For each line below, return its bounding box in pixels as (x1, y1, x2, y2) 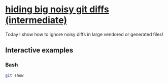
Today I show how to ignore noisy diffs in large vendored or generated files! (5, 31, 163, 37)
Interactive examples (5, 46, 74, 54)
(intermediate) (5, 14, 68, 26)
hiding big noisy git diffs (5, 4, 109, 15)
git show (5, 73, 24, 78)
